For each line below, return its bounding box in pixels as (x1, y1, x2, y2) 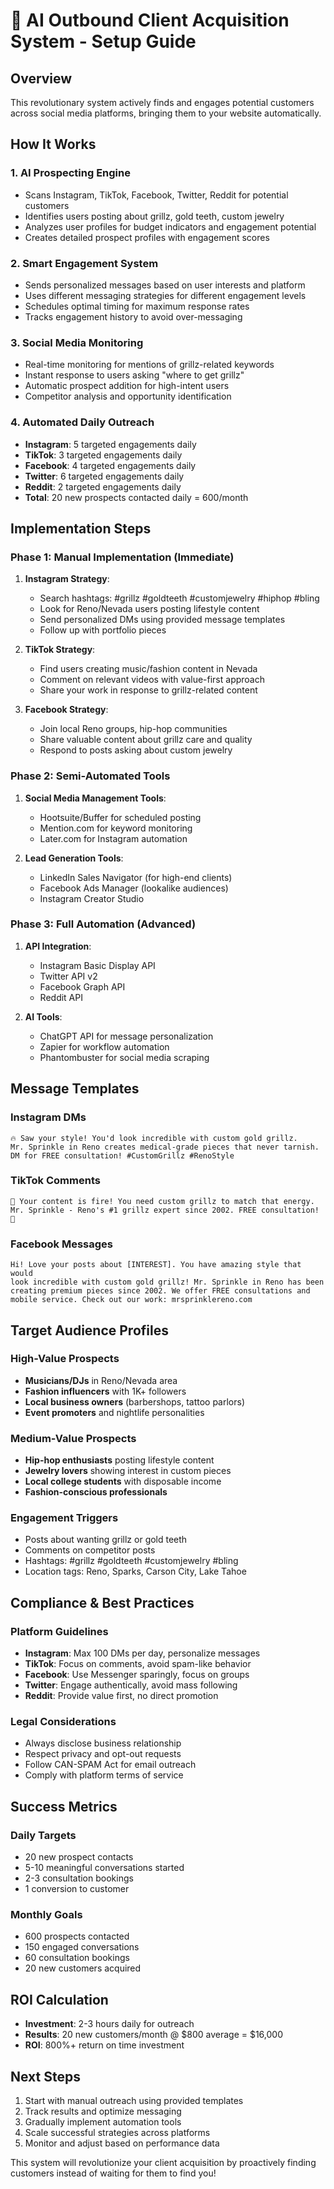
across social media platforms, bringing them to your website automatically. (10, 107, 322, 119)
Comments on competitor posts (24, 1544, 156, 1556)
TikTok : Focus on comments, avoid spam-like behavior (24, 1658, 252, 1670)
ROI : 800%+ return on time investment (24, 2039, 185, 2051)
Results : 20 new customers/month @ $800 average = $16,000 (24, 2029, 284, 2041)
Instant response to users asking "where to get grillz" (24, 369, 245, 381)
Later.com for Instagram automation (39, 832, 188, 844)
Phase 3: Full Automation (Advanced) (10, 917, 197, 931)
